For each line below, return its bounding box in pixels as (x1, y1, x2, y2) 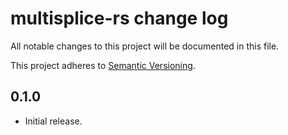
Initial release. (24, 115, 83, 127)
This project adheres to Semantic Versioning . (10, 59, 196, 71)
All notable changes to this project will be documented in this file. (10, 40, 280, 52)
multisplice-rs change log (10, 7, 229, 30)
